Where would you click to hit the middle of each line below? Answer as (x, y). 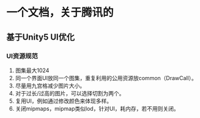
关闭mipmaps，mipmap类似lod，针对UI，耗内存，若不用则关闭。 (97, 108)
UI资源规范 (22, 56)
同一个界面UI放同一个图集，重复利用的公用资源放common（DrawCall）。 (106, 78)
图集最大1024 (32, 70)
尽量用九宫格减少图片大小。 (50, 86)
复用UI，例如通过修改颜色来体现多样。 (63, 101)
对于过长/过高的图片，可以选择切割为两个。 (70, 93)
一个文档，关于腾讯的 (60, 13)
